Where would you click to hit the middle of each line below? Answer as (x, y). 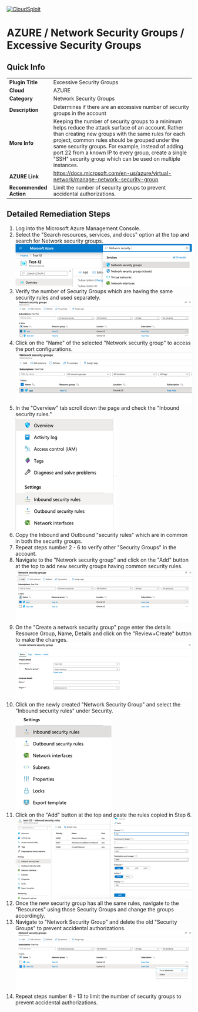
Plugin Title (24, 82)
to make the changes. (41, 639)
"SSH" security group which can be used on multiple (117, 158)
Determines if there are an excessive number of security (121, 107)
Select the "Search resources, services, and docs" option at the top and (102, 234)
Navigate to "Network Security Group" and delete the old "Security (96, 922)
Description (24, 110)
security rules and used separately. (58, 297)
